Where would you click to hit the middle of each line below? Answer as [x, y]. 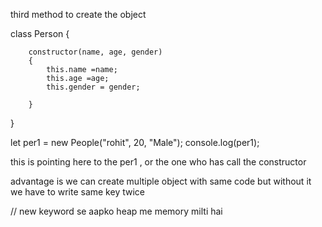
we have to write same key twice [77, 192]
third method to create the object [78, 14]
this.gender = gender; [93, 87]
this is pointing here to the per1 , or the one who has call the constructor [158, 162]
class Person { [40, 33]
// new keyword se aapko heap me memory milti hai [116, 211]
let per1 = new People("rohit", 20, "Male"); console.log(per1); [135, 142]
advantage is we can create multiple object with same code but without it [161, 181]
